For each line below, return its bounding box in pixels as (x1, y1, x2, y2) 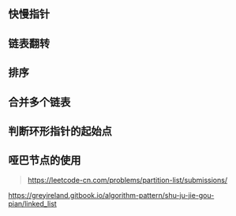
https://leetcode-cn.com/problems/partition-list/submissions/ (27, 175, 227, 184)
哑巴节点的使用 (8, 154, 81, 167)
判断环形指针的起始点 (8, 125, 112, 138)
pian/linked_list (8, 199, 57, 208)
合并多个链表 (8, 95, 71, 109)
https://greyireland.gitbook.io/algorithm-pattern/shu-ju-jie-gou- (8, 190, 215, 199)
